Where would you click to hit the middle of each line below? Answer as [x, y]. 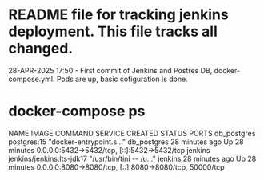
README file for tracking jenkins [119, 15]
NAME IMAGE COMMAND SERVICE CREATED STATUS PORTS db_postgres [132, 133]
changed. [41, 49]
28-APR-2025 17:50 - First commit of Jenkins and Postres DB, [110, 70]
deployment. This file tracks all [113, 31]
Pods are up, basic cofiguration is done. [122, 79]
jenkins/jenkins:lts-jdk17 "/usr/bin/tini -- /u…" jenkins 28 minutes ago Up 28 [132, 158]
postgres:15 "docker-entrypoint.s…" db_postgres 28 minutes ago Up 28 [126, 142]
